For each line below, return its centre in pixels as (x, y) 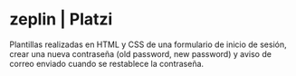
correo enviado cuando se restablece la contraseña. (107, 63)
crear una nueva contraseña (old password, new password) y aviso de (140, 53)
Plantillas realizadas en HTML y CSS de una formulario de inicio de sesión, (148, 44)
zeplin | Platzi (61, 19)
